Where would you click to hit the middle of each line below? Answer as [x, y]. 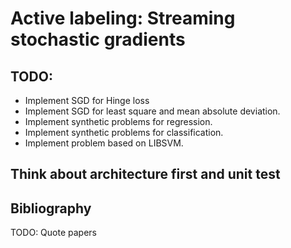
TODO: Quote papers [53, 233]
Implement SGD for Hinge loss [87, 100]
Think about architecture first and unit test [145, 174]
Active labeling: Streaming [123, 18]
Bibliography [51, 208]
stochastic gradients [98, 39]
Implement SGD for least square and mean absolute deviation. [152, 111]
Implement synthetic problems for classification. [124, 132]
